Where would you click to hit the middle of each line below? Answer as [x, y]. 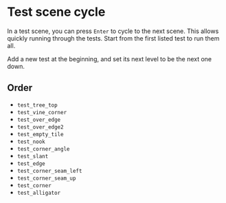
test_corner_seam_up [46, 178]
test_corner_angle [43, 149]
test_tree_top [37, 105]
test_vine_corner [42, 112]
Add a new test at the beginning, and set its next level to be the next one [110, 58]
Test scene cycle [56, 12]
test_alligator [39, 193]
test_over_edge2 [40, 127]
